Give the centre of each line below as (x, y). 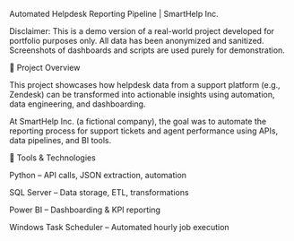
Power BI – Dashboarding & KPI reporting (85, 210)
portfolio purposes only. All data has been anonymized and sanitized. (137, 41)
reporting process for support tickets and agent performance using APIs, (144, 131)
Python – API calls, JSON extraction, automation (98, 175)
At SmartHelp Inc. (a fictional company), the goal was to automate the (138, 121)
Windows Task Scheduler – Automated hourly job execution (120, 227)
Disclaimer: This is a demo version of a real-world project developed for (142, 31)
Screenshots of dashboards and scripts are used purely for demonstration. (147, 50)
